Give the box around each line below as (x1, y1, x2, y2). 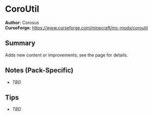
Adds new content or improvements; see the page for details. (5, 52, 128, 58)
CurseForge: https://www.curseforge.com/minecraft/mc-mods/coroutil (5, 24, 148, 30)
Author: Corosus (5, 20, 39, 25)
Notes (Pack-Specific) (5, 66, 74, 74)
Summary (5, 39, 36, 47)
